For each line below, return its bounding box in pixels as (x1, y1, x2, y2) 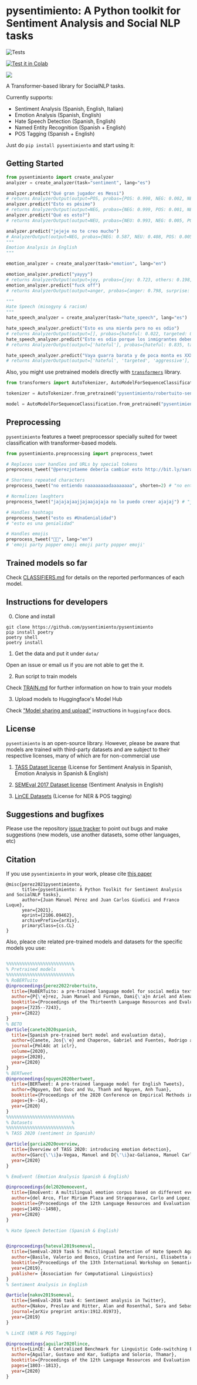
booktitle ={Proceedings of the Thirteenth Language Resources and (11, 999, 177, 1005)
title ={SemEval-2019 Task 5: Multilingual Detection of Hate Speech (11, 1249, 182, 1255)
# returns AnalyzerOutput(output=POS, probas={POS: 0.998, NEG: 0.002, (6, 196, 185, 202)
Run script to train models (14, 672, 77, 680)
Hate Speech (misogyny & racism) (6, 304, 88, 310)
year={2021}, (21, 907, 54, 913)
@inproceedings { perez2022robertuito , (6, 983, 98, 989)
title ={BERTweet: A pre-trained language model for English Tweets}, (11, 1081, 185, 1087)
